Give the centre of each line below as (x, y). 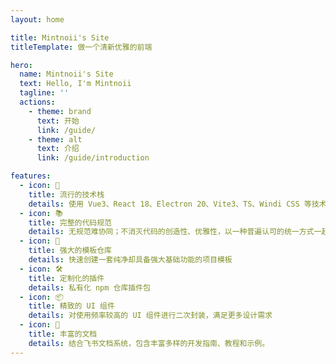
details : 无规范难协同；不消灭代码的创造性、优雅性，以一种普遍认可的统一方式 (171, 232)
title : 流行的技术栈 (66, 194)
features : (31, 176)
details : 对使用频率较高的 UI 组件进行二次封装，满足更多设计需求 (150, 316)
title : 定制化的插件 (66, 278)
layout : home (37, 19)
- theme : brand (60, 111)
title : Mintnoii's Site (60, 37)
